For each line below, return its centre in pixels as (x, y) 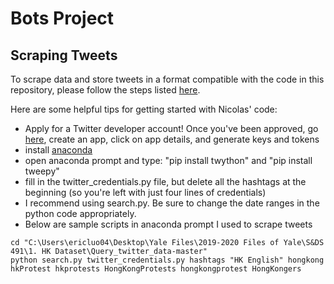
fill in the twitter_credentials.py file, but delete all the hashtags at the (165, 181)
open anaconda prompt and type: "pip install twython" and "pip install (168, 160)
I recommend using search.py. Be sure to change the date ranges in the (172, 203)
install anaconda (58, 150)
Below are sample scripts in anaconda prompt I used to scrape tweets (168, 224)
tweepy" (42, 171)
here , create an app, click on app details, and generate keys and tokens (172, 139)
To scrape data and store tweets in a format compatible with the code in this (167, 79)
